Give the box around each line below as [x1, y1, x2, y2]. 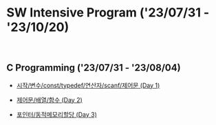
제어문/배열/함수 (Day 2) [16, 95, 83, 104]
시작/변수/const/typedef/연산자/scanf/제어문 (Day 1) [16, 81, 160, 89]
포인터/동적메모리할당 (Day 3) [16, 110, 98, 118]
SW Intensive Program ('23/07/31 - [6, 5, 210, 21]
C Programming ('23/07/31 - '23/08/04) [6, 62, 181, 73]
